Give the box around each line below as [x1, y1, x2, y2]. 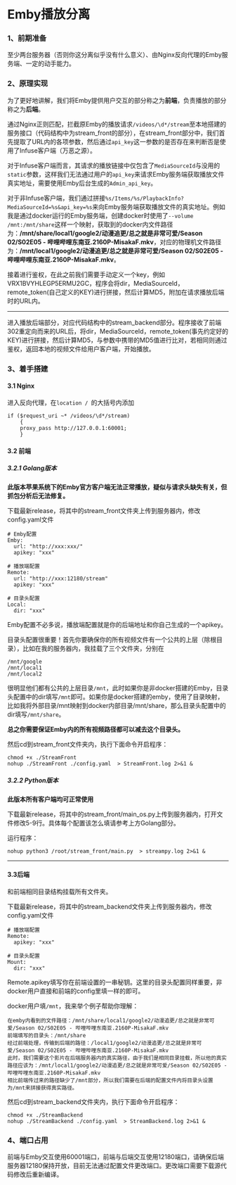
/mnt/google [7, 659, 42, 666]
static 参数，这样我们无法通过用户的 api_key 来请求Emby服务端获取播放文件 [7, 170, 225, 178]
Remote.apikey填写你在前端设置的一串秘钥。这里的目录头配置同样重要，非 [7, 977, 223, 986]
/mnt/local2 [7, 671, 42, 678]
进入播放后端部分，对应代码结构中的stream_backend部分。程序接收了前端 [7, 318, 222, 327]
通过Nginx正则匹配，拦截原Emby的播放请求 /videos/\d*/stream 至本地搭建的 [7, 120, 227, 128]
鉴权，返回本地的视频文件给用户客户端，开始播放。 [7, 344, 155, 353]
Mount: [7, 958, 27, 965]
